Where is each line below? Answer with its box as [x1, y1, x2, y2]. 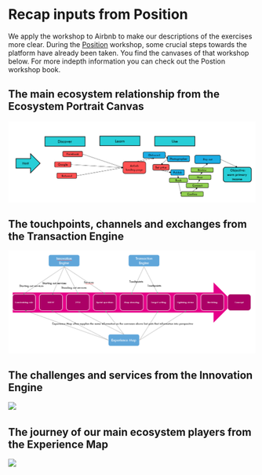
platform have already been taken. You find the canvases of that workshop [8, 48, 249, 57]
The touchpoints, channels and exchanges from [8, 217, 247, 231]
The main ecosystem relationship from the [8, 88, 220, 101]
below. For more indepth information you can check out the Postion [8, 57, 226, 66]
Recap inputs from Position [8, 5, 188, 24]
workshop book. [8, 64, 61, 74]
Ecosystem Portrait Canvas [8, 100, 144, 113]
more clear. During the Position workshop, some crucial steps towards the [8, 39, 247, 49]
